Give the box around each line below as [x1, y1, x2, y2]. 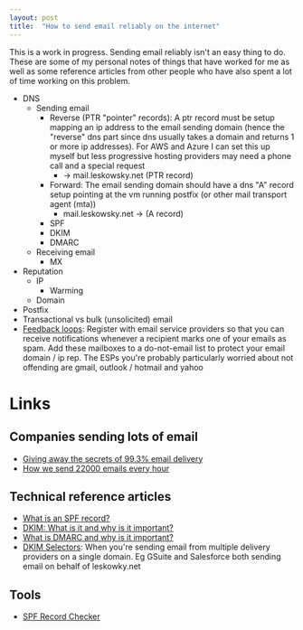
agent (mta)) [49, 198, 97, 209]
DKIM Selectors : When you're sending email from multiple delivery [22, 541, 271, 552]
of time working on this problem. [9, 75, 131, 86]
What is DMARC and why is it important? [22, 532, 174, 543]
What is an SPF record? [22, 512, 110, 524]
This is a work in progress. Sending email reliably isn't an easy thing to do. [9, 46, 287, 57]
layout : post [9, 13, 59, 23]
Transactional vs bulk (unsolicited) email [22, 314, 174, 324]
